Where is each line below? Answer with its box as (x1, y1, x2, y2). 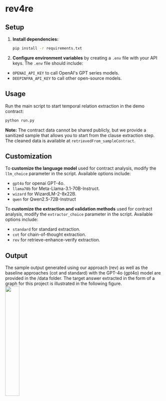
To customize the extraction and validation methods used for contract (5, 206, 152, 212)
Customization (5, 152, 52, 160)
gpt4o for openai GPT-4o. (12, 180, 65, 186)
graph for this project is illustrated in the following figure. (5, 280, 122, 286)
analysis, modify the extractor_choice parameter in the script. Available (5, 211, 153, 217)
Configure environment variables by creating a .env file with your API (12, 54, 157, 60)
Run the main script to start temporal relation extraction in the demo (5, 103, 145, 109)
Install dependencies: (12, 36, 59, 42)
